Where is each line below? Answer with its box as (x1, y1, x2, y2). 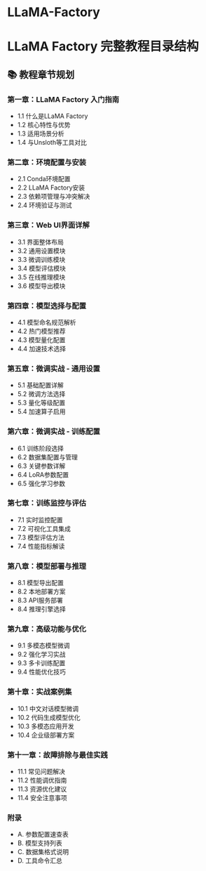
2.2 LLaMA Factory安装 (17, 183, 85, 192)
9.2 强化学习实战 (17, 650, 66, 659)
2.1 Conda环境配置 (17, 175, 71, 183)
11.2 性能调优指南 (17, 776, 67, 785)
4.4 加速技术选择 (17, 344, 67, 353)
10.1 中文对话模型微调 (17, 704, 79, 713)
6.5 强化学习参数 (17, 479, 66, 487)
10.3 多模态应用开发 (17, 721, 75, 731)
